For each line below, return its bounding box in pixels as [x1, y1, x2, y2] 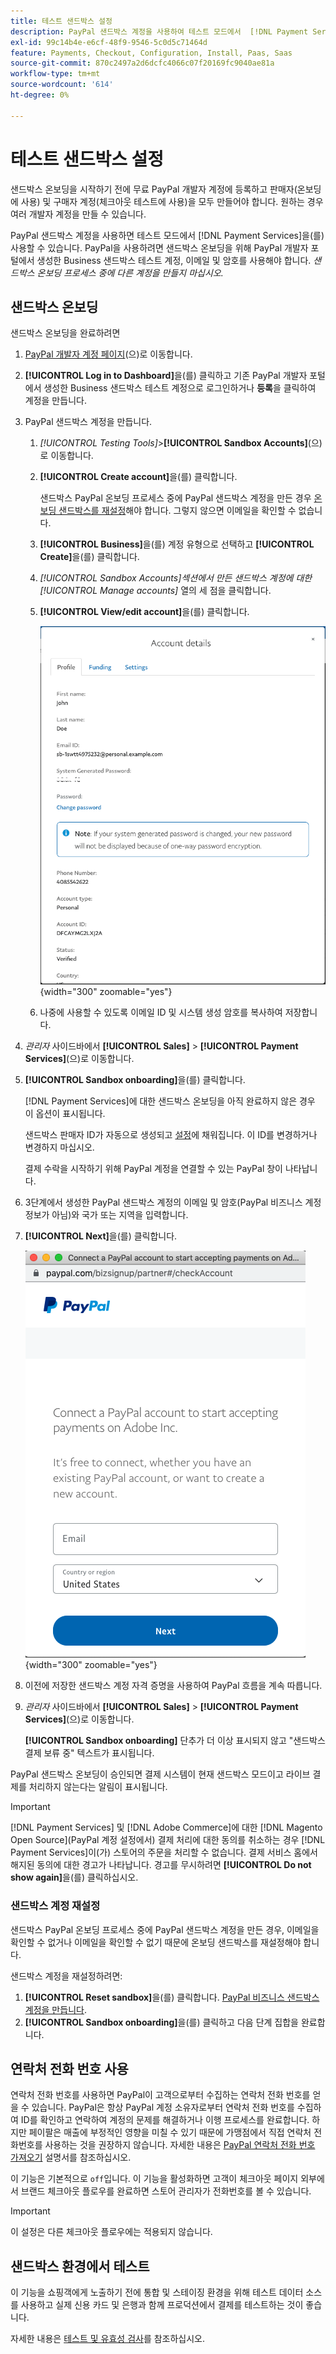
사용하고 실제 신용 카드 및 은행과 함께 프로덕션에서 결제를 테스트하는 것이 [20, 2299, 304, 2311]
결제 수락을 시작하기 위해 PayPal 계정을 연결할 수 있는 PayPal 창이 [24, 1163, 283, 1175]
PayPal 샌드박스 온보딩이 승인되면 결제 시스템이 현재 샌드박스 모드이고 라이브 [10, 1768, 311, 1780]
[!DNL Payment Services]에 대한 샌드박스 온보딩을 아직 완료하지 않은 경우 [24, 1095, 316, 1107]
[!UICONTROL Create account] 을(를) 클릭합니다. [39, 471, 238, 483]
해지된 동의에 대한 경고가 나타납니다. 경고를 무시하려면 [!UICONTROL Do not [10, 1859, 312, 1871]
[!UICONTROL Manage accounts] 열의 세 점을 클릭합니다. [39, 585, 272, 597]
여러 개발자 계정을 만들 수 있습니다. [10, 208, 147, 220]
